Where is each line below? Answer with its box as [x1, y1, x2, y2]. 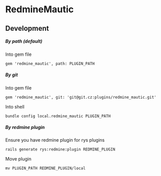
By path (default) [5, 38, 42, 45]
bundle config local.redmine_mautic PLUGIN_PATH [5, 114, 111, 119]
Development [5, 24, 50, 33]
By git [5, 72, 18, 78]
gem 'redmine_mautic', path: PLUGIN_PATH [5, 61, 95, 66]
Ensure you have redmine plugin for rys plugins [5, 137, 105, 143]
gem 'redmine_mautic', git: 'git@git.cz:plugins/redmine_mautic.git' [5, 95, 157, 100]
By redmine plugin [5, 124, 45, 130]
